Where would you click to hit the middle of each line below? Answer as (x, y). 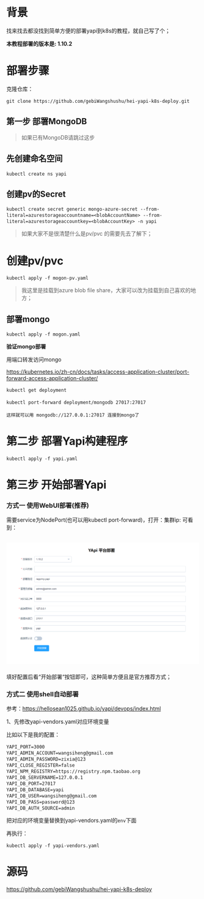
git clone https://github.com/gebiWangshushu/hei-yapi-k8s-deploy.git (98, 101)
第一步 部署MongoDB (47, 122)
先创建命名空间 (35, 159)
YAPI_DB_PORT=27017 (31, 784)
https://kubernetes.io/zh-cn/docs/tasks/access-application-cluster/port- (98, 372)
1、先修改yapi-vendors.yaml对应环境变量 (58, 722)
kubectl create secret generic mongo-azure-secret (72, 209)
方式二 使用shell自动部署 (43, 694)
